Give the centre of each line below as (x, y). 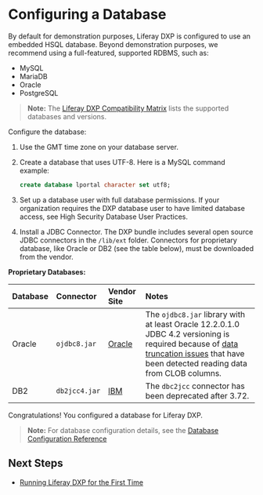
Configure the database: (47, 132)
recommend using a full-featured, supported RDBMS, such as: (108, 53)
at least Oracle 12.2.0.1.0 (193, 324)
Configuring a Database (87, 15)
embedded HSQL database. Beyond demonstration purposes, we (113, 44)
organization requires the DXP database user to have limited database (132, 208)
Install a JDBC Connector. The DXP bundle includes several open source (136, 231)
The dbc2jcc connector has (195, 386)
